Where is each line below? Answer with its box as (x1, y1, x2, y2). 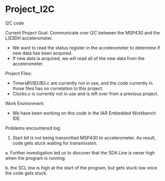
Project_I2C (5, 3, 55, 15)
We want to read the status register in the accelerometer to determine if (12, 44, 160, 50)
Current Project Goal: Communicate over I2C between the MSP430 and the (5, 29, 160, 35)
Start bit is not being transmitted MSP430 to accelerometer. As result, (12, 134, 156, 140)
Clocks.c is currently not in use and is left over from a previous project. (12, 90, 158, 96)
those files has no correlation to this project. (12, 85, 103, 91)
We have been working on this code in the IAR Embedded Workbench (12, 110, 156, 116)
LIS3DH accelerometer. (5, 35, 53, 41)
